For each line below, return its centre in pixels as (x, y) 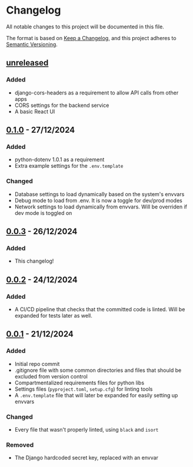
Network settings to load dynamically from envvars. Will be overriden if (101, 207)
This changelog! (34, 261)
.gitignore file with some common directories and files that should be (98, 370)
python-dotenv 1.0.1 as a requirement (59, 159)
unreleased (27, 63)
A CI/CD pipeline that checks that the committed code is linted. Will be (100, 309)
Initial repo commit (37, 364)
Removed (20, 445)
